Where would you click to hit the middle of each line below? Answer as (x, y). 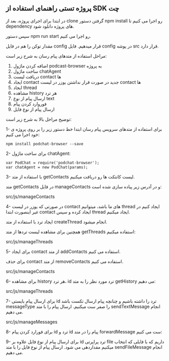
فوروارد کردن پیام (30, 104)
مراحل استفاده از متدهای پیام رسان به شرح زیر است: (56, 56)
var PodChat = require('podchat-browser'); (53, 163)
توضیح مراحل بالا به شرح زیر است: (39, 119)
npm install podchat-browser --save (45, 144)
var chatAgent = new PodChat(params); (47, 167)
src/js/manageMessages (32, 322)
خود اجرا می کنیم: (23, 134)
